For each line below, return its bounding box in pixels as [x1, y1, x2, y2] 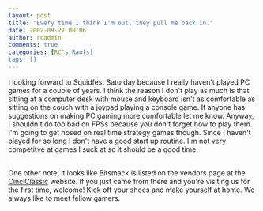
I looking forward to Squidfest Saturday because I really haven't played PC [8, 77, 250, 87]
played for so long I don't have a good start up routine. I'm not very [8, 136, 227, 145]
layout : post [8, 11, 51, 20]
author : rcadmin [8, 33, 62, 42]
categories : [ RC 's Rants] [8, 48, 93, 56]
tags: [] [8, 56, 37, 64]
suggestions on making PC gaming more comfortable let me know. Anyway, [8, 111, 254, 120]
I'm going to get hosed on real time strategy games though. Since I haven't [8, 127, 251, 137]
